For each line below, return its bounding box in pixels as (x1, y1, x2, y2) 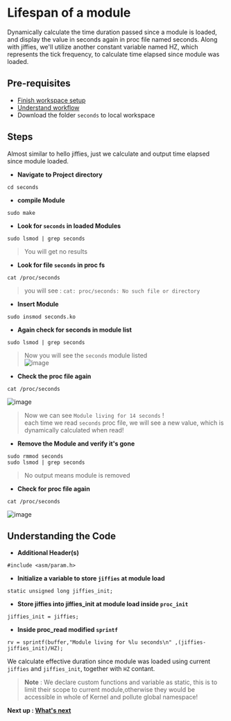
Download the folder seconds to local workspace (17, 111, 155, 119)
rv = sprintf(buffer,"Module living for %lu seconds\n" (7, 639, 172, 646)
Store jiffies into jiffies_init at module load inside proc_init (17, 600, 189, 608)
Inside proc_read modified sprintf (17, 626, 118, 634)
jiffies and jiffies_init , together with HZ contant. (7, 665, 155, 673)
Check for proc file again (17, 485, 90, 493)
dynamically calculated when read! (24, 426, 124, 434)
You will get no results (24, 247, 88, 255)
